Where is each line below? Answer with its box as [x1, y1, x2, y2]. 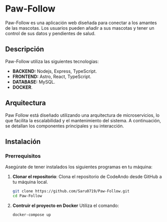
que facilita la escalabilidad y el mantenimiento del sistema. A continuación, [5, 117, 161, 123]
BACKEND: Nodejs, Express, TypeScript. [12, 68, 97, 74]
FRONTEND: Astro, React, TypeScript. [12, 73, 92, 80]
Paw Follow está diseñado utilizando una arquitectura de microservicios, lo [5, 112, 159, 118]
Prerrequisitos [5, 152, 41, 159]
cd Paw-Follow [12, 193, 42, 199]
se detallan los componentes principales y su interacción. [5, 123, 124, 129]
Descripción [5, 45, 44, 53]
